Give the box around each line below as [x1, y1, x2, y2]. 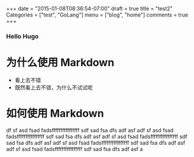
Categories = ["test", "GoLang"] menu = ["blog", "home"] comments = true [6, 11, 188, 18]
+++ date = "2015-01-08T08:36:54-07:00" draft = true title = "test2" [6, 5, 173, 12]
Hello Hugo [6, 32, 39, 40]
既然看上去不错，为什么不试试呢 [14, 84, 93, 91]
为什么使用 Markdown [6, 56, 115, 70]
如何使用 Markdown [6, 107, 105, 120]
